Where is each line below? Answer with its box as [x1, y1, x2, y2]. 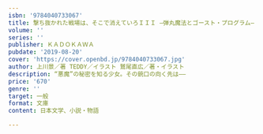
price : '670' [8, 77, 51, 85]
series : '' [8, 33, 44, 42]
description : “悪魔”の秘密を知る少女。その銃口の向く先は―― [8, 70, 186, 78]
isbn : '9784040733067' [8, 11, 83, 20]
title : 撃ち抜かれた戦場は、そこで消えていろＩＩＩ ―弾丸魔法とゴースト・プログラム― [8, 19, 255, 27]
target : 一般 [8, 92, 49, 100]
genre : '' [8, 84, 41, 93]
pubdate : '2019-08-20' [8, 48, 83, 56]
